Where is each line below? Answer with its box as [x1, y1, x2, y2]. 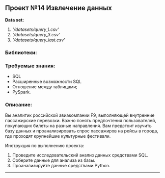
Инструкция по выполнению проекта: [5, 143, 84, 149]
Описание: [5, 101, 32, 108]
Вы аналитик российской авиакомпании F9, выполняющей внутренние [5, 112, 155, 118]
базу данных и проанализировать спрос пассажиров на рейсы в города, [5, 128, 159, 134]
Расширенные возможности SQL [12, 78, 82, 85]
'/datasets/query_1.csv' [12, 26, 59, 32]
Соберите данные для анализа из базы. [12, 157, 96, 163]
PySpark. [12, 89, 31, 95]
